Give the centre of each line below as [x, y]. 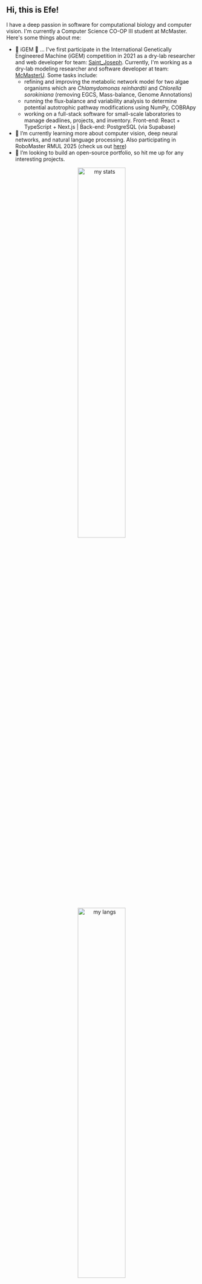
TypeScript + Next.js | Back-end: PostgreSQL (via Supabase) [100, 126]
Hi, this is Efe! [33, 10]
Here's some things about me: [44, 37]
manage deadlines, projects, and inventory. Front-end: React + [102, 120]
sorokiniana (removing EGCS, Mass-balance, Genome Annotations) [108, 94]
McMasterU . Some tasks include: [56, 75]
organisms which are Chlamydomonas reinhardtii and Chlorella [103, 88]
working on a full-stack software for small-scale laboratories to [103, 114]
